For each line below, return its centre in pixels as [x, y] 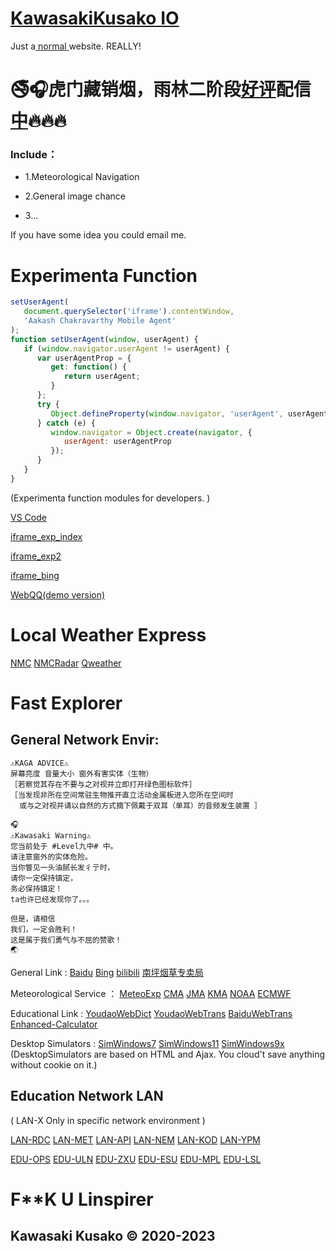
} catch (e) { [66, 423]
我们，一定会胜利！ [44, 929]
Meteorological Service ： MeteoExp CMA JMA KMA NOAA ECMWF [151, 993]
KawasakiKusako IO [95, 18]
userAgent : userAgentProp [117, 442]
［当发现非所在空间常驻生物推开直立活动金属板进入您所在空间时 [122, 795]
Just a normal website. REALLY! [76, 46]
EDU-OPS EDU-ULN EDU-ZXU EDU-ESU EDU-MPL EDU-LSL [136, 1159]
